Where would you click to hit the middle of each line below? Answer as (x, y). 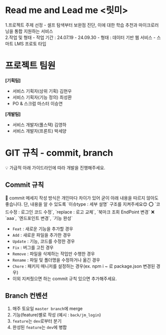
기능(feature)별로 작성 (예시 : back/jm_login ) (57, 315)
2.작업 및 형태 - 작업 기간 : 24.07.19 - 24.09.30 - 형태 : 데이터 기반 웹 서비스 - (81, 37)
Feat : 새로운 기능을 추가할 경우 (43, 229)
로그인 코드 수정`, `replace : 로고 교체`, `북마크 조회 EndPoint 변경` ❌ (87, 212)
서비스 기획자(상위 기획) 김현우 (42, 91)
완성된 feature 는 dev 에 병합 (40, 328)
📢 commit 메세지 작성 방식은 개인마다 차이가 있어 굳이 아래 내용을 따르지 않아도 (82, 198)
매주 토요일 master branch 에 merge (48, 309)
